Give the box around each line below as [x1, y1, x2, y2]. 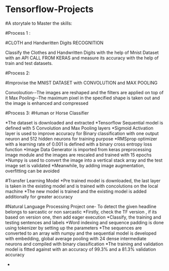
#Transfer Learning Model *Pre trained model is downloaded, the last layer [5, 177, 161, 183]
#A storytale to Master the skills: [5, 20, 72, 26]
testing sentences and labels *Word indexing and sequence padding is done [5, 219, 164, 225]
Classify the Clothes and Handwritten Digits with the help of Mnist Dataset [5, 49, 159, 55]
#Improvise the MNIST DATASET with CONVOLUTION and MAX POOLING [5, 80, 157, 86]
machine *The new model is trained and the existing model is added [5, 188, 147, 194]
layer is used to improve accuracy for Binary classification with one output [5, 130, 159, 137]
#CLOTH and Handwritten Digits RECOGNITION [5, 39, 104, 46]
